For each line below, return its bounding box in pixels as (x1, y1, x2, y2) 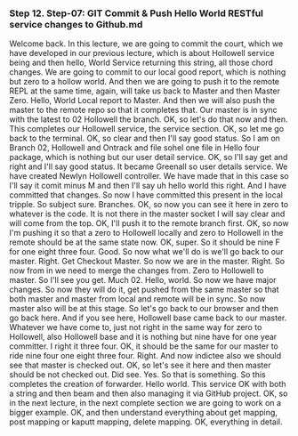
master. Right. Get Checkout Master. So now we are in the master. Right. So (9, 256, 286, 267)
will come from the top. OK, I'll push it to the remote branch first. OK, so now (9, 218, 289, 229)
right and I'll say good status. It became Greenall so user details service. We (9, 161, 288, 172)
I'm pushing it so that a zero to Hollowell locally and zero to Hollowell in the (9, 228, 284, 238)
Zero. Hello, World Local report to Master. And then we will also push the (9, 95, 276, 106)
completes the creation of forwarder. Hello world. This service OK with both (9, 379, 286, 390)
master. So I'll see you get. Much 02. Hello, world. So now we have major (9, 275, 278, 286)
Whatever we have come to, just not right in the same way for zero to (9, 322, 262, 333)
